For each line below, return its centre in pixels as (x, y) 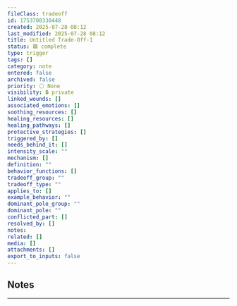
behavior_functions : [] (42, 171)
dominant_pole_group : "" (44, 204)
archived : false (31, 79)
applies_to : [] (30, 191)
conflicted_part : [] (38, 217)
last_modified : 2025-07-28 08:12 (56, 33)
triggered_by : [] (33, 138)
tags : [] (20, 60)
